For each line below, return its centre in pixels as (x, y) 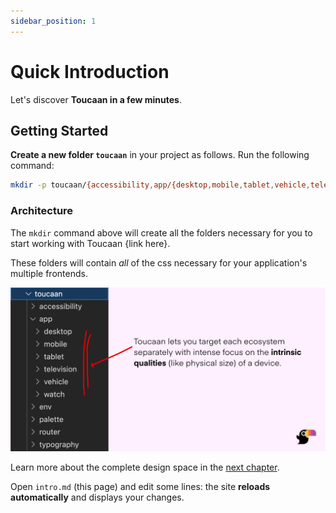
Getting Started (59, 130)
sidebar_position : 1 (53, 21)
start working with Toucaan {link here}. (90, 243)
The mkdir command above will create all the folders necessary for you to (161, 232)
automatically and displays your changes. (97, 497)
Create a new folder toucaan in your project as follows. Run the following (160, 155)
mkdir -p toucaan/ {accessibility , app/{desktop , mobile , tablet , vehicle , (160, 185)
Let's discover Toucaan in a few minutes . (96, 99)
